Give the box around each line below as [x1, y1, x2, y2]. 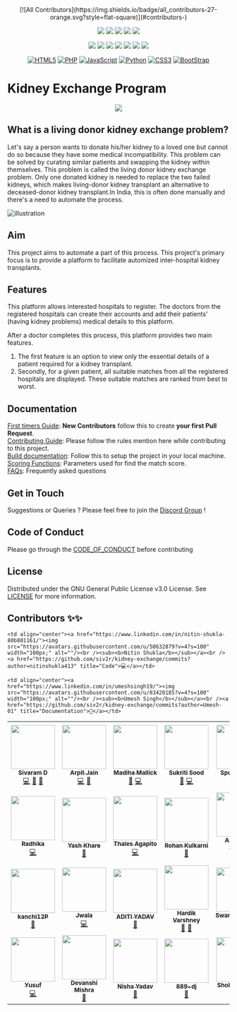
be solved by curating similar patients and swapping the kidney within [7, 158, 210, 166]
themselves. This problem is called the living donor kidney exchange [7, 165, 207, 174]
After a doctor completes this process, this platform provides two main [7, 331, 212, 340]
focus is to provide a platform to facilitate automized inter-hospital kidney [7, 256, 220, 264]
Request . [7, 429, 35, 437]
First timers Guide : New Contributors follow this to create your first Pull [7, 422, 217, 430]
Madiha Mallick [113, 768, 157, 777]
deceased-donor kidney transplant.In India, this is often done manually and [7, 187, 226, 196]
